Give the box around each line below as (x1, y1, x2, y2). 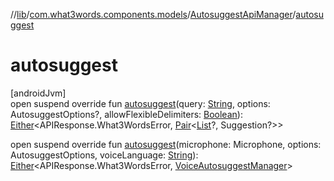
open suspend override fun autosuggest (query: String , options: (10, 97, 271, 109)
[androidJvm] (10, 87, 67, 99)
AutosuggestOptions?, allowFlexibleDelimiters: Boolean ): (10, 108, 243, 120)
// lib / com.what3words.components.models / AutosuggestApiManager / (10, 9, 297, 20)
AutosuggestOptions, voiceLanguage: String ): (10, 149, 199, 161)
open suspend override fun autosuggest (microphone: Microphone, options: (10, 138, 322, 150)
